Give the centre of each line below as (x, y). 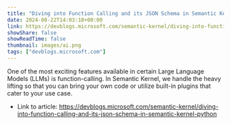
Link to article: (37, 106)
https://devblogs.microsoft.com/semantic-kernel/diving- (139, 106)
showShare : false (32, 33)
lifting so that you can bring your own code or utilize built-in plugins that (109, 86)
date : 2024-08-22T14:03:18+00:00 (55, 20)
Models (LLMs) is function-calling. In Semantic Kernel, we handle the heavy (114, 78)
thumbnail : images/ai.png (44, 45)
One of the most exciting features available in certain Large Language (106, 71)
